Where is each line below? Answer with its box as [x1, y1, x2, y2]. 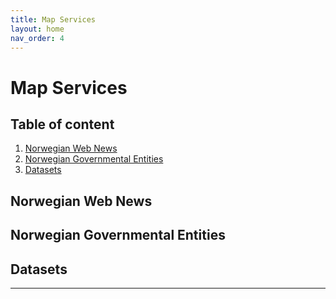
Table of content [10, 116, 115, 133]
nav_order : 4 [10, 33, 65, 43]
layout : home [10, 24, 65, 34]
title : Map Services [10, 14, 97, 25]
